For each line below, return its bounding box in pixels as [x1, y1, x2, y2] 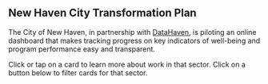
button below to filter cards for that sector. [8, 67, 148, 78]
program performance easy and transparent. [8, 44, 156, 54]
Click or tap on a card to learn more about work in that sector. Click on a [8, 59, 246, 69]
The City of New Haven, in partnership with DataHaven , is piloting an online [8, 27, 258, 36]
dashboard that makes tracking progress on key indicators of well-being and [8, 36, 261, 45]
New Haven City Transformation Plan [8, 6, 198, 20]
